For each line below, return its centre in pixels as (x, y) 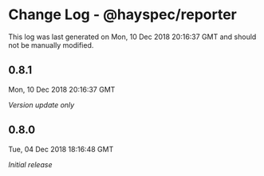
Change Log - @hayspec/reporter (122, 15)
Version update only (41, 104)
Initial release (30, 164)
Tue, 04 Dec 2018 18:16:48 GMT (61, 149)
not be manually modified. (51, 45)
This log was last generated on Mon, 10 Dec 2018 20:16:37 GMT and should (132, 37)
